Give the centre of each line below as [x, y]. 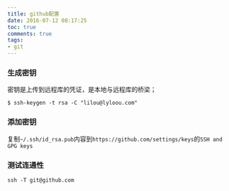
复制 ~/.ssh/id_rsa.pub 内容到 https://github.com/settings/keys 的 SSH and [115, 139]
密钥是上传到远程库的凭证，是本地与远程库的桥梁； [82, 90]
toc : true [22, 27]
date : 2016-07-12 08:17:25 [47, 21]
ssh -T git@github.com [41, 180]
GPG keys [20, 146]
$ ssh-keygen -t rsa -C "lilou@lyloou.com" [73, 103]
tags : [15, 40]
